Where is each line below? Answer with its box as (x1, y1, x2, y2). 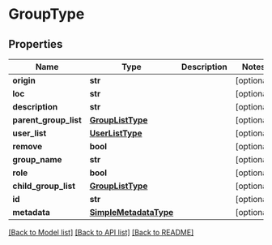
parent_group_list (12, 114, 83, 126)
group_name (12, 154, 62, 165)
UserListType (89, 127, 142, 139)
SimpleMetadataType (89, 207, 174, 217)
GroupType (8, 5, 85, 24)
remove (12, 141, 43, 152)
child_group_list (12, 180, 75, 191)
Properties (8, 37, 63, 51)
